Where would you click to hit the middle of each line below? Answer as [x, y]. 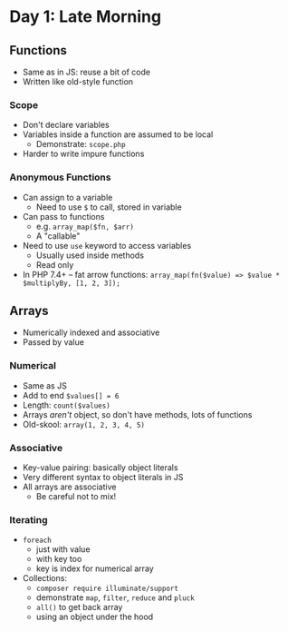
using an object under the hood [95, 617]
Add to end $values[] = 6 [71, 395]
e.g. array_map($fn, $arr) [85, 226]
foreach [37, 541]
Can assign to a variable [67, 197]
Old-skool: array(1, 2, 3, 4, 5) [84, 424]
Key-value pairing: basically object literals [100, 468]
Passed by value [53, 342]
